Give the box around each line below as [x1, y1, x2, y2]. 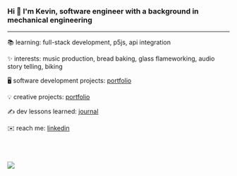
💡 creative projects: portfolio [7, 93, 90, 101]
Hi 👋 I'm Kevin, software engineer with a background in [7, 6, 199, 16]
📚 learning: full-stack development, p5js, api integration [7, 38, 171, 46]
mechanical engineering [7, 15, 93, 25]
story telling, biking [7, 63, 63, 71]
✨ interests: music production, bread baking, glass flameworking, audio [7, 54, 215, 63]
